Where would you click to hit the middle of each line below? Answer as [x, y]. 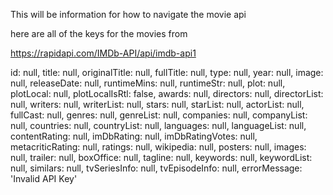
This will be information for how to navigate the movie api [128, 14]
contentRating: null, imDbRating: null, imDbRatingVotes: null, [134, 136]
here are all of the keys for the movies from [99, 33]
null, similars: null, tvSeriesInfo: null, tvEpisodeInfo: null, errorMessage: [156, 168]
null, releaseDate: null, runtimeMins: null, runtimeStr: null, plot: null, [148, 83]
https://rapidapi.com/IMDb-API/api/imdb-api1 [103, 53]
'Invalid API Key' [44, 178]
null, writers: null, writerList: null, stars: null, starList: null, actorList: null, [157, 104]
